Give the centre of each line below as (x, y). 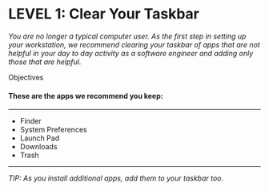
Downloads (38, 147)
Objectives (26, 77)
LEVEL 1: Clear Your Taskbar (104, 14)
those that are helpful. (45, 62)
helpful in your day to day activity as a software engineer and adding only (131, 53)
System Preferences (53, 130)
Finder (30, 121)
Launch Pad (40, 138)
